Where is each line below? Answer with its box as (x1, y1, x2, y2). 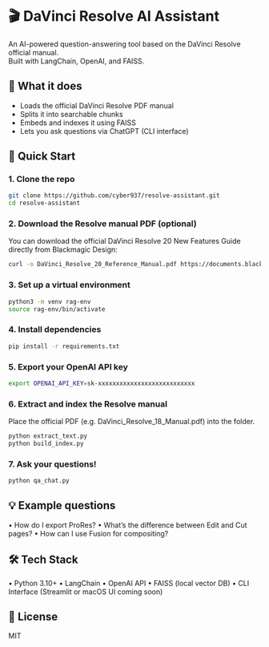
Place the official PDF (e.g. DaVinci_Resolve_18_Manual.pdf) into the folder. (8, 417, 255, 427)
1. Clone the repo (8, 174, 75, 185)
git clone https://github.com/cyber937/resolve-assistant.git (8, 192, 220, 200)
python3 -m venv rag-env (8, 297, 91, 305)
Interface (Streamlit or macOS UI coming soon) (8, 587, 163, 596)
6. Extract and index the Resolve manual (8, 398, 168, 410)
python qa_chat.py (8, 477, 70, 485)
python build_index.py (8, 439, 84, 447)
